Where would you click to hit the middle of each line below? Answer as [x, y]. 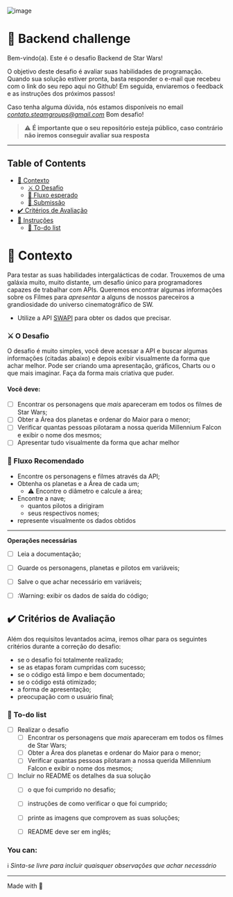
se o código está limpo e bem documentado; [81, 674]
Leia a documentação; [49, 554]
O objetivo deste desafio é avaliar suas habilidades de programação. [105, 71]
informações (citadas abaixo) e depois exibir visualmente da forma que [109, 358]
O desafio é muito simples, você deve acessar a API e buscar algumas [107, 351]
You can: [23, 850]
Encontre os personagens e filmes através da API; [89, 476]
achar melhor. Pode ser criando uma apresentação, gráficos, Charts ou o [111, 365]
